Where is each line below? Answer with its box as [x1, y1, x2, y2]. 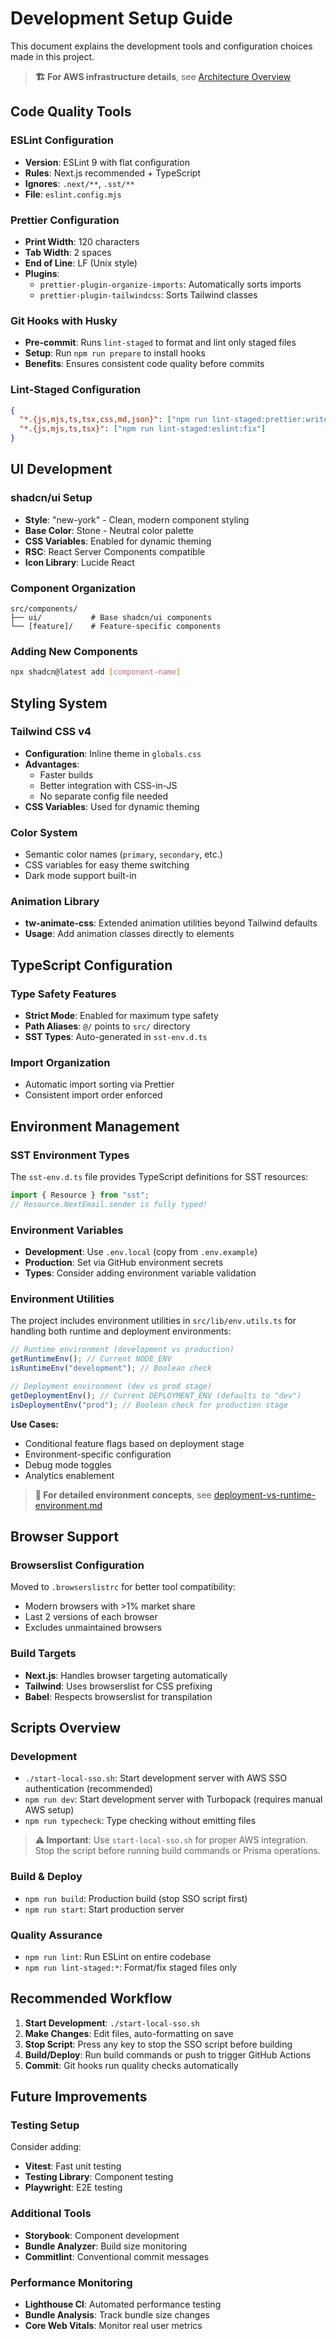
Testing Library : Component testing [24, 2171, 174, 2183]
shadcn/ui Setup [10, 491, 93, 505]
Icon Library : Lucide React [24, 556, 135, 568]
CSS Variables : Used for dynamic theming [24, 800, 200, 812]
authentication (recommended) [24, 1783, 153, 1795]
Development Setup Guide [10, 7, 233, 30]
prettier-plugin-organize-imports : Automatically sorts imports [39, 278, 302, 290]
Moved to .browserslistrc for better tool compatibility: [10, 1581, 236, 1593]
